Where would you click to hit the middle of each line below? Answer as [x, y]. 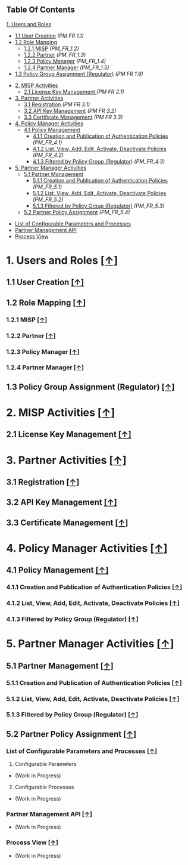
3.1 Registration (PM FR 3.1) [57, 104]
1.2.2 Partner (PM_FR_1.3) [55, 55]
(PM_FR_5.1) [47, 187]
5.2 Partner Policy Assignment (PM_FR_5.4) [77, 212]
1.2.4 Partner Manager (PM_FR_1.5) [66, 67]
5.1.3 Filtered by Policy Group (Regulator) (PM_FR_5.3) [98, 206]
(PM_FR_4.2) [48, 155]
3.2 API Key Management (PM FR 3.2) [70, 110]
